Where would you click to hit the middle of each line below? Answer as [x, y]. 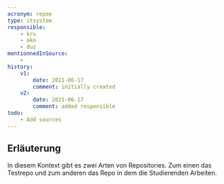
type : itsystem [30, 21]
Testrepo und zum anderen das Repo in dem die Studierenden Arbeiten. [112, 173]
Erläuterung [34, 149]
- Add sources [41, 119]
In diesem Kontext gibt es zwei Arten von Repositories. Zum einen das [110, 166]
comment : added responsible [74, 107]
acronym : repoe [30, 14]
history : [20, 67]
